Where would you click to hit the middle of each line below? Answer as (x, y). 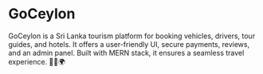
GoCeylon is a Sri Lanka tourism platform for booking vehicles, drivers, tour (132, 36)
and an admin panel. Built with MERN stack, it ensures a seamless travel (126, 53)
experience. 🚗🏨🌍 (37, 61)
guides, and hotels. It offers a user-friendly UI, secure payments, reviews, (129, 44)
